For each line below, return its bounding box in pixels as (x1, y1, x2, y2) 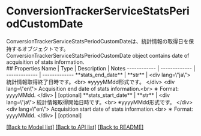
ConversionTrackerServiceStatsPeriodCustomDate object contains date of (6, 52, 190, 59)
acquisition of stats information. (6, 58, 85, 66)
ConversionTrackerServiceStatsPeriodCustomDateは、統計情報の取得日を (6, 37, 189, 45)
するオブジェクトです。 (11, 45, 69, 52)
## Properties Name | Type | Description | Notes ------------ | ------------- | (6, 64, 196, 72)
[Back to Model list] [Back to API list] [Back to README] (6, 123, 144, 131)
